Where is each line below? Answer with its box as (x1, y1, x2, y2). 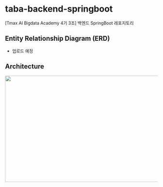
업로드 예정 (12, 48, 33, 54)
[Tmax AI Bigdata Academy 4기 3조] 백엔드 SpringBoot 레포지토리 (5, 20, 134, 26)
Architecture (5, 62, 45, 71)
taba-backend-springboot (5, 3, 113, 15)
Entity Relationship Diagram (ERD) (5, 34, 110, 43)
